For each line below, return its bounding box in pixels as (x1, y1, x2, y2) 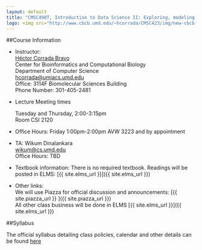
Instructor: (14, 48, 41, 55)
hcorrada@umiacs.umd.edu (14, 73, 84, 81)
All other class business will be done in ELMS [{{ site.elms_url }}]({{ (14, 201, 182, 208)
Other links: (14, 182, 44, 190)
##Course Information (6, 37, 61, 44)
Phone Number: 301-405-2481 (14, 87, 91, 94)
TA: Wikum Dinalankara (14, 140, 73, 147)
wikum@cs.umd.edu (14, 146, 66, 154)
